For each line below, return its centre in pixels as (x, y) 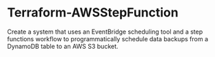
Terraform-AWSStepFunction (93, 13)
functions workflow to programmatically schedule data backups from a (108, 38)
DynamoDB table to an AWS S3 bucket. (63, 46)
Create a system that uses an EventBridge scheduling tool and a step (105, 32)
